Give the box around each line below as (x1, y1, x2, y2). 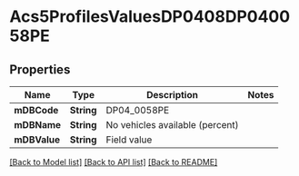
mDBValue (14, 133, 61, 146)
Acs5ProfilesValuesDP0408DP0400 (9, 6, 291, 27)
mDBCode (14, 104, 59, 116)
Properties (9, 62, 71, 77)
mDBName (14, 119, 62, 131)
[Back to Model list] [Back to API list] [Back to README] (9, 157, 218, 167)
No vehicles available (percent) (105, 119, 239, 131)
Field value (105, 133, 153, 146)
